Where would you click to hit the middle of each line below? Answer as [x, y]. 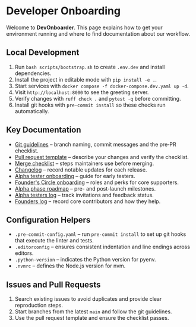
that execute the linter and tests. [54, 241]
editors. [24, 253]
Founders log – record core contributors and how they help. [88, 201]
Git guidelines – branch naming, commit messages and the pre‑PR [95, 144]
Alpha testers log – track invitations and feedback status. [84, 195]
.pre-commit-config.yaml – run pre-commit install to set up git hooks [100, 234]
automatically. [32, 111]
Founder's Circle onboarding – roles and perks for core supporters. [97, 182]
